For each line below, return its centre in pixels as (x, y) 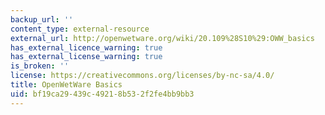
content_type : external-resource (80, 29)
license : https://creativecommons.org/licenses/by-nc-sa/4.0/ (142, 76)
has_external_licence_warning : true (86, 47)
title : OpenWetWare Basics (66, 85)
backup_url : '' (42, 19)
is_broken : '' (40, 66)
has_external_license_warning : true (86, 57)
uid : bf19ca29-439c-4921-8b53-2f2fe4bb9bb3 (102, 94)
